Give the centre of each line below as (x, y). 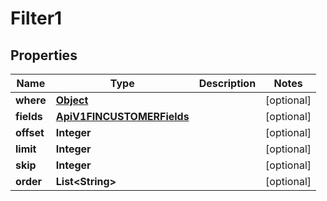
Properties (44, 55)
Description (227, 83)
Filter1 (36, 18)
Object (72, 100)
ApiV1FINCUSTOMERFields (122, 116)
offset (30, 132)
